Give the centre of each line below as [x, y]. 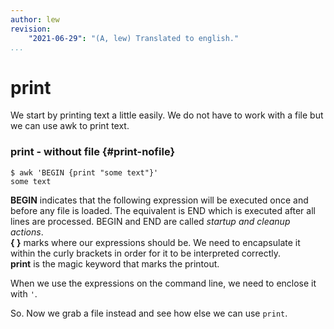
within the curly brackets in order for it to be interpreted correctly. [146, 253]
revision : [31, 29]
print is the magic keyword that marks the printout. [115, 263]
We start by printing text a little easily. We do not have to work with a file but [167, 115]
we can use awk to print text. [70, 126]
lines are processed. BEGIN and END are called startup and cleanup [150, 221]
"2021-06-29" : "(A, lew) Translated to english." [134, 38]
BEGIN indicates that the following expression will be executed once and [159, 200]
